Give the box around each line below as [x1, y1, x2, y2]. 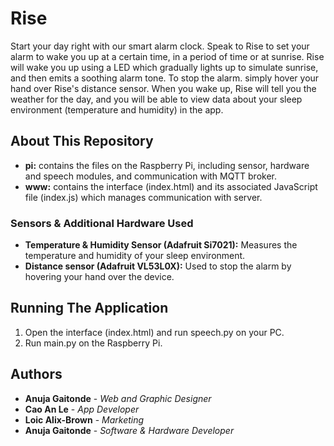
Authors [10, 366, 63, 383]
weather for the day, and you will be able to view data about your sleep [10, 93, 303, 105]
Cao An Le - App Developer [24, 403, 140, 415]
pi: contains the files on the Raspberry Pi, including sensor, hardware [24, 159, 310, 171]
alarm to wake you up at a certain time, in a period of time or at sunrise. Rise [10, 50, 325, 62]
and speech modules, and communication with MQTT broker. [24, 170, 277, 182]
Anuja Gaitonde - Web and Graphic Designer [24, 392, 212, 404]
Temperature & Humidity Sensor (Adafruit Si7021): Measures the [24, 239, 298, 251]
